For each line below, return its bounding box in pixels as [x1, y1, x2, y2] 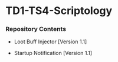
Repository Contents [5, 25, 66, 33]
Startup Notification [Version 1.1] [14, 50, 93, 57]
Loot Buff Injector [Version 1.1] [14, 38, 87, 45]
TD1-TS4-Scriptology [5, 4, 113, 18]
